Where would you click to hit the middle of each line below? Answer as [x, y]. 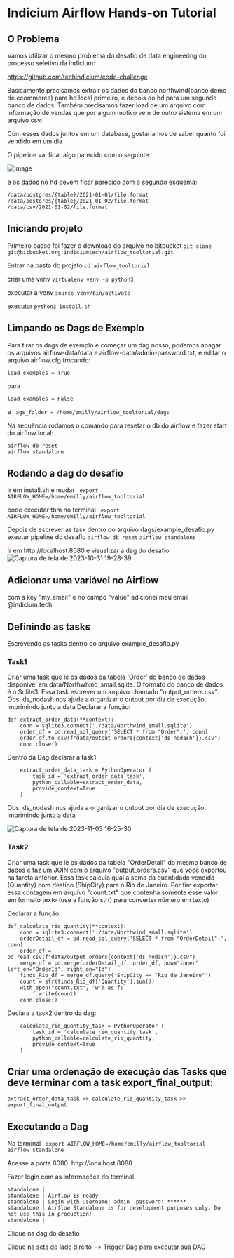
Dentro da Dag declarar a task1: [53, 757]
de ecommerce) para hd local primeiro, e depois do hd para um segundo [112, 98]
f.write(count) [55, 994]
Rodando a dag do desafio [66, 474]
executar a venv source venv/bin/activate [69, 292]
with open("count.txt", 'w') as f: [72, 988]
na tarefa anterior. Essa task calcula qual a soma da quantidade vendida [111, 877]
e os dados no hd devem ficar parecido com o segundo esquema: [102, 182]
